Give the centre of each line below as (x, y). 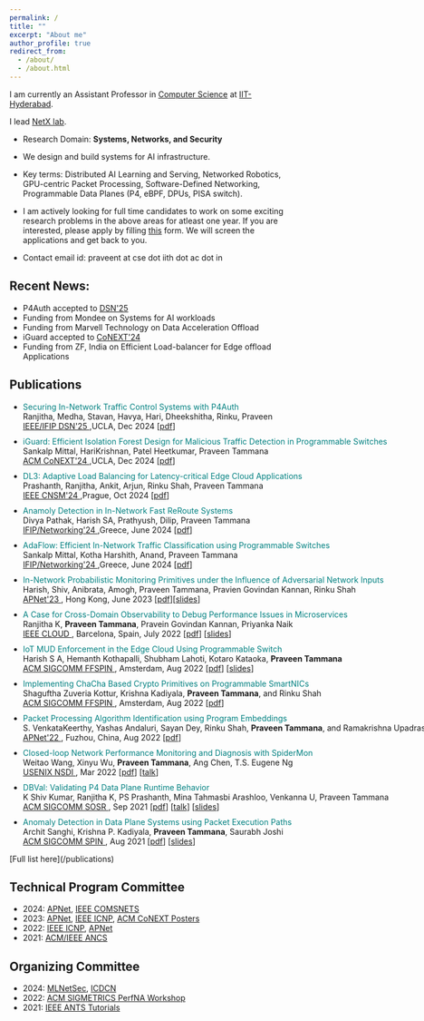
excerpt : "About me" (48, 34)
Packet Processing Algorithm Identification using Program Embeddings (155, 718)
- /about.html (44, 69)
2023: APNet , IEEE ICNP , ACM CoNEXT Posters (111, 918)
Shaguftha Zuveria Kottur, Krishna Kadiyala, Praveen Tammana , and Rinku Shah (172, 693)
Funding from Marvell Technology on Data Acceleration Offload (141, 327)
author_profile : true (50, 43)
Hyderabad (30, 103)
